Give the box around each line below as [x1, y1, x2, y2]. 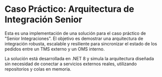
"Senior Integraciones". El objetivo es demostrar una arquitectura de [4, 36, 144, 41]
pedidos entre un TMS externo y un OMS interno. [4, 46, 105, 52]
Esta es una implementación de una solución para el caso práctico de [4, 30, 146, 36]
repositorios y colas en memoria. [4, 66, 72, 72]
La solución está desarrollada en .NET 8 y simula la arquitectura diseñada [4, 55, 154, 61]
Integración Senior [4, 14, 82, 25]
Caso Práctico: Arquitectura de [4, 3, 134, 15]
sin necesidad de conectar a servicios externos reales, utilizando [4, 61, 137, 67]
